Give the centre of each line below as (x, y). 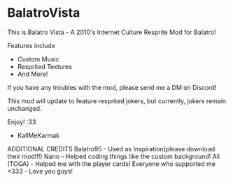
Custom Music (38, 59)
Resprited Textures (44, 66)
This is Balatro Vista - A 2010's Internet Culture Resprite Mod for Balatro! (112, 32)
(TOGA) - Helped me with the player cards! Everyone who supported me (111, 164)
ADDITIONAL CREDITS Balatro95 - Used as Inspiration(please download (111, 149)
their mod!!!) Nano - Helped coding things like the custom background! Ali (114, 156)
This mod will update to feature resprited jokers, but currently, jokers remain (117, 101)
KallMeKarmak (38, 135)
